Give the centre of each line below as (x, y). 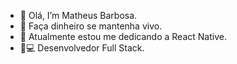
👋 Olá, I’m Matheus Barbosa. (78, 15)
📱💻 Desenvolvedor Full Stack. (82, 48)
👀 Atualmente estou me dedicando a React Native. (123, 36)
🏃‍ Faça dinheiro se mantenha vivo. (91, 26)
